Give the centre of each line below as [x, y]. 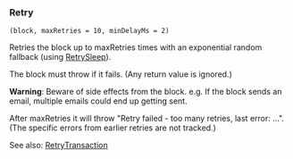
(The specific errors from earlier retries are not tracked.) [113, 128]
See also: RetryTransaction [59, 146]
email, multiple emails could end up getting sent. [98, 101]
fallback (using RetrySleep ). [60, 57]
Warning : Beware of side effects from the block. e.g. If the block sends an [146, 92]
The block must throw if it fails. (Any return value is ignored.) [121, 74]
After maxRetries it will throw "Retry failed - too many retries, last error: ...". [146, 119]
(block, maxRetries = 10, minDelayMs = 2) [89, 31]
